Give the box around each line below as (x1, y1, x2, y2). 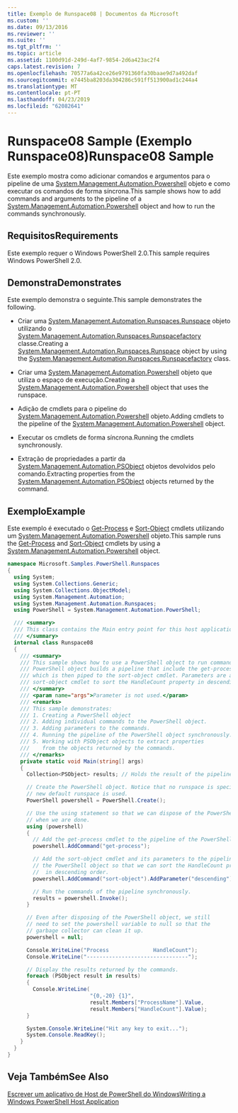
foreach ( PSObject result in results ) (25, 973, 141, 980)
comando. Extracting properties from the (17, 469, 135, 479)
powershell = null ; (25, 934, 84, 941)
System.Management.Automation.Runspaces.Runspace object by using (17, 347, 227, 355)
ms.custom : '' (7, 17, 50, 24)
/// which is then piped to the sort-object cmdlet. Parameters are (20, 672, 227, 679)
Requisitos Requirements (7, 230, 119, 242)
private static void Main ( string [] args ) (20, 758, 144, 765)
